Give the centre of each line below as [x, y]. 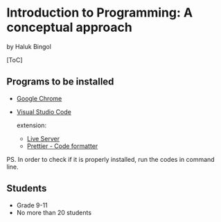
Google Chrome [39, 98]
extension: [31, 125]
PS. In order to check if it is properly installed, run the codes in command [111, 159]
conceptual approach [69, 27]
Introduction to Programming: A [100, 13]
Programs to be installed [60, 82]
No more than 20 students [54, 212]
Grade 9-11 [32, 205]
